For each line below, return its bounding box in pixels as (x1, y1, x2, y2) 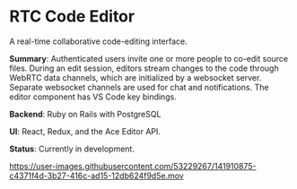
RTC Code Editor (9, 6, 135, 27)
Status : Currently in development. (9, 143, 135, 154)
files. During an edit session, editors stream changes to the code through (9, 63, 280, 73)
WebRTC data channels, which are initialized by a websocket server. (9, 72, 262, 82)
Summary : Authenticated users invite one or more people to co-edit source (9, 53, 289, 64)
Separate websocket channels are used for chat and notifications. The (9, 82, 269, 92)
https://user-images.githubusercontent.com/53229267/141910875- (9, 160, 258, 171)
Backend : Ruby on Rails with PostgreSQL (9, 108, 162, 119)
